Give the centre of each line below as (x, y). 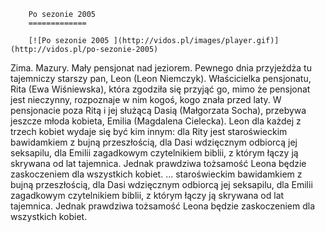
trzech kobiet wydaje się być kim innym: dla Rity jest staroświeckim (149, 131)
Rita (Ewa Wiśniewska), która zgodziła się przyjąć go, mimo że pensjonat (160, 89)
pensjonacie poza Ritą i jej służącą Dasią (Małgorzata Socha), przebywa (158, 110)
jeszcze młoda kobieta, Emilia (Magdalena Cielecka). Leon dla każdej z (156, 121)
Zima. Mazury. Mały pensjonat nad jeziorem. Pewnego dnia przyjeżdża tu (161, 68)
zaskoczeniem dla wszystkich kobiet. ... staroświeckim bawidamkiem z (156, 174)
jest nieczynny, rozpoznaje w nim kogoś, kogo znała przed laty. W (146, 99)
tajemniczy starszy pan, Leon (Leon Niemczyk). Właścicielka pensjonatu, (161, 78)
